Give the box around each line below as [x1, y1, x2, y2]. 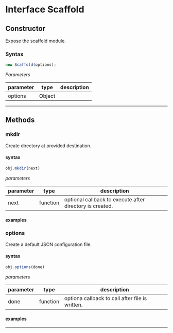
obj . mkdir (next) [5, 166, 40, 171]
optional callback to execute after [64, 196, 145, 203]
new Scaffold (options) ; [5, 62, 57, 67]
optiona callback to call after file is [64, 294, 147, 302]
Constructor [5, 24, 45, 33]
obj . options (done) [5, 265, 45, 270]
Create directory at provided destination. [5, 143, 92, 149]
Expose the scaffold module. [5, 38, 66, 44]
